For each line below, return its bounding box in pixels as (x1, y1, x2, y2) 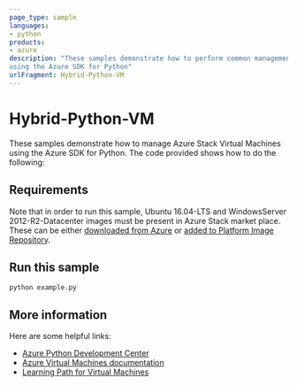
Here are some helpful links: (9, 331, 112, 342)
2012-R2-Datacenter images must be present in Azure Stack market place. (9, 215, 281, 226)
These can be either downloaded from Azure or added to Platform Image (9, 225, 274, 235)
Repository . (9, 234, 51, 244)
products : (9, 37, 46, 47)
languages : (9, 21, 49, 30)
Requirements (9, 182, 88, 197)
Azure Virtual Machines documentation (21, 358, 165, 368)
